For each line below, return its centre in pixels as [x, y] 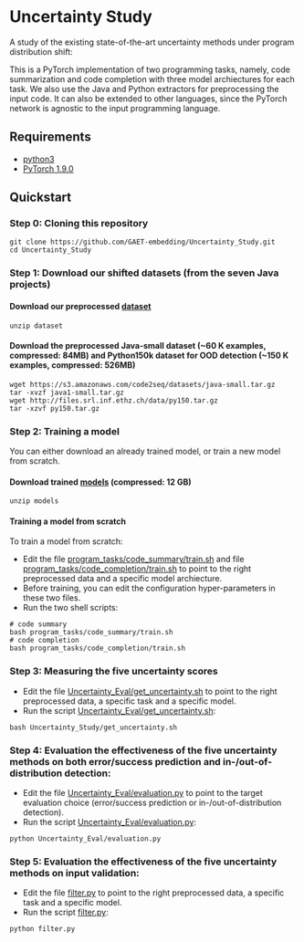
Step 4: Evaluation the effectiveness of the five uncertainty [143, 750]
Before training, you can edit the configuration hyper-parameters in [149, 588]
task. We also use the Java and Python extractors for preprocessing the [145, 89]
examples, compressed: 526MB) [73, 365]
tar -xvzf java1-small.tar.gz [67, 392]
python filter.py [42, 929]
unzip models [34, 501]
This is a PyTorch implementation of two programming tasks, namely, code [150, 69]
